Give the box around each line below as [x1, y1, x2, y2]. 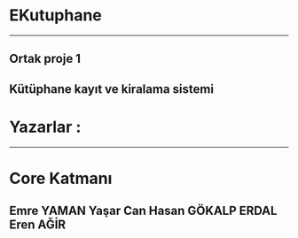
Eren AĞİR [9, 218, 67, 233]
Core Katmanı [9, 168, 113, 188]
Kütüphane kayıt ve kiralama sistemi [9, 81, 215, 96]
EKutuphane [9, 5, 102, 26]
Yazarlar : [9, 117, 82, 137]
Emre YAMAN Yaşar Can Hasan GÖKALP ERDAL [9, 203, 278, 219]
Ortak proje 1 [9, 51, 82, 66]
